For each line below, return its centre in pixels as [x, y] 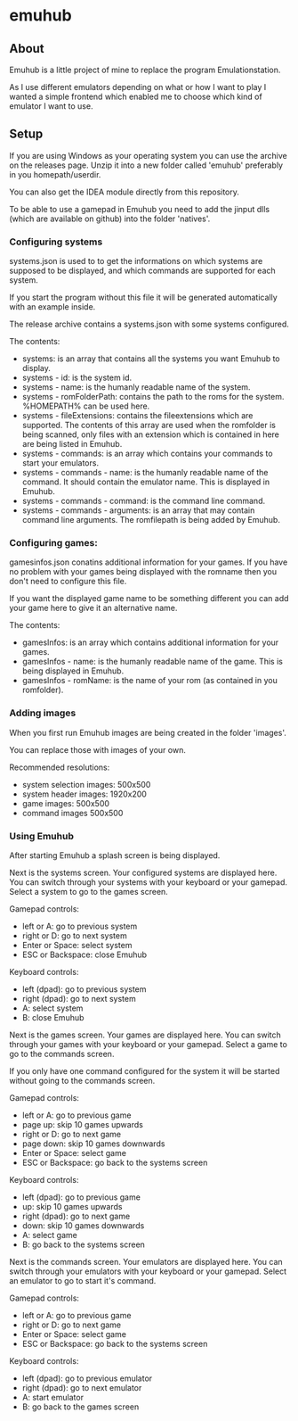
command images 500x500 [72, 813]
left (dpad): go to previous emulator [87, 1378]
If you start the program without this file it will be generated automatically [143, 297]
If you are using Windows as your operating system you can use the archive [148, 155]
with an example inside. [52, 307]
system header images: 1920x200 [84, 794]
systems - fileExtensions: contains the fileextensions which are [137, 416]
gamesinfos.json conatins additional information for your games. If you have [149, 562]
